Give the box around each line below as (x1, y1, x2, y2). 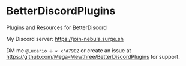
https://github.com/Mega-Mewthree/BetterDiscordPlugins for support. (6, 53, 180, 60)
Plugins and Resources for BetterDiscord (6, 24, 107, 31)
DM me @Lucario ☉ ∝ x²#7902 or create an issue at (6, 46, 131, 54)
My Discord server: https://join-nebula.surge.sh (6, 35, 124, 42)
